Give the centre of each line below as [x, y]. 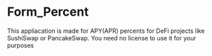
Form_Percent [48, 12]
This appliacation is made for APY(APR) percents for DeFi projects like [106, 31]
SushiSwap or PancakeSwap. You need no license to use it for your [102, 38]
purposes [21, 45]
